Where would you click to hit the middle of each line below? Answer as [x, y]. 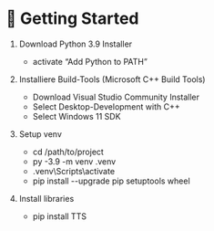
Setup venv [41, 134]
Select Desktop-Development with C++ [106, 106]
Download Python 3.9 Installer [76, 44]
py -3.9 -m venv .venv [74, 161]
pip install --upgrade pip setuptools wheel [111, 181]
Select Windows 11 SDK [76, 116]
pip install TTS [60, 216]
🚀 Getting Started [72, 19]
